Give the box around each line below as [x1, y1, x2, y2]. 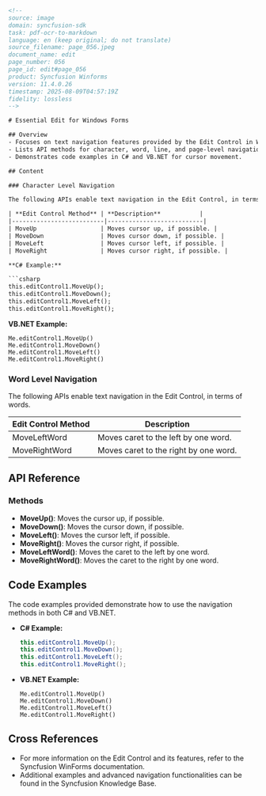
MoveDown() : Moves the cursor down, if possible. [19, 521, 184, 531]
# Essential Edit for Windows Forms [8, 116, 129, 125]
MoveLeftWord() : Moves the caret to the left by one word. [19, 547, 210, 556]
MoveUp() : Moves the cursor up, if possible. [19, 514, 165, 523]
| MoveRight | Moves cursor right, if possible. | [8, 247, 228, 255]
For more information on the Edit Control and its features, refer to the [19, 753, 244, 763]
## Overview [8, 131, 47, 139]
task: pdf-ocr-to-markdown [8, 28, 97, 36]
